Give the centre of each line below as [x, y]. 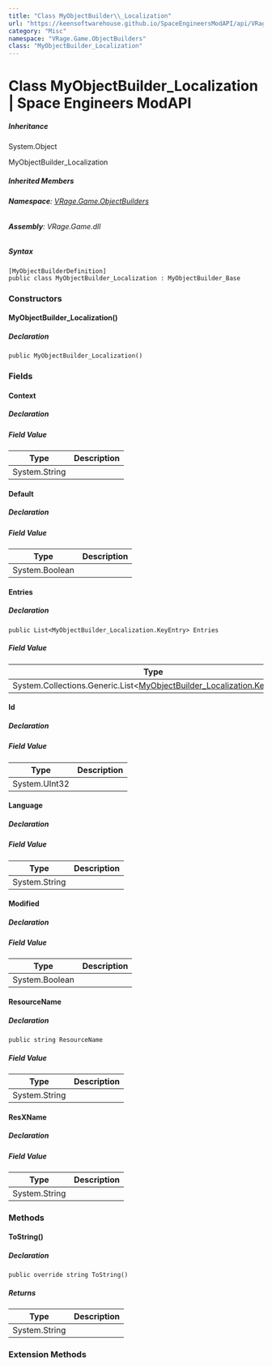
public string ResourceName [56, 1040]
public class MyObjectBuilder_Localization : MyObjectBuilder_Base [125, 278]
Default [21, 493]
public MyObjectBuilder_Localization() [76, 356]
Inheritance [28, 126]
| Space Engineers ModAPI [100, 103]
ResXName [28, 1117]
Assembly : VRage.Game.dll [55, 226]
